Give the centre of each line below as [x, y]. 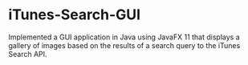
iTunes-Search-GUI [75, 15]
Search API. [28, 54]
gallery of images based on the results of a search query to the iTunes [124, 45]
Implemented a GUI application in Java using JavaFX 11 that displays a [124, 37]
